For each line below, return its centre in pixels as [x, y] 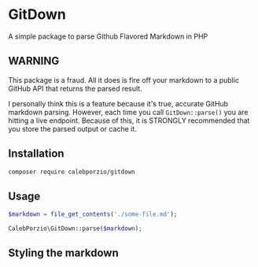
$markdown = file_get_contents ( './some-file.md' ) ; [93, 214]
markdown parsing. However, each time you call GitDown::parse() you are [128, 112]
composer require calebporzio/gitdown [72, 172]
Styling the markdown [64, 253]
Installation [36, 154]
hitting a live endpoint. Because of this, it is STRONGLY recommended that [129, 121]
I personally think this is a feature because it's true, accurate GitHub [118, 103]
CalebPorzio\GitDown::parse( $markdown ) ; [76, 229]
